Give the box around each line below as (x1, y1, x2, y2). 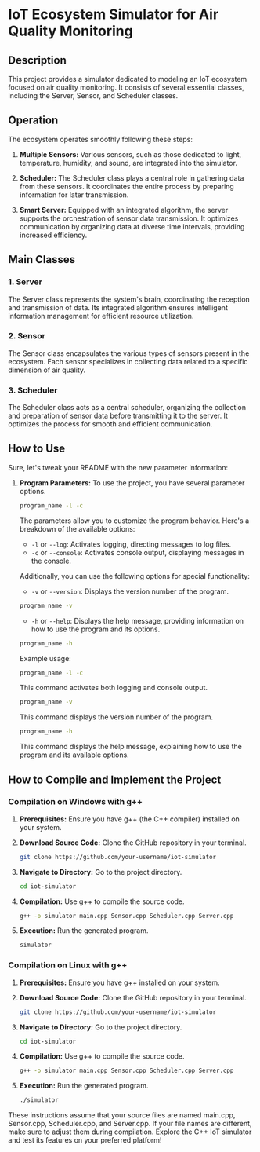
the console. (31, 556, 72, 565)
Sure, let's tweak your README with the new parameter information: (8, 463, 229, 472)
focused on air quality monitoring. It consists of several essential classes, (8, 82, 244, 92)
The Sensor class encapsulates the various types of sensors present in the (8, 348, 250, 358)
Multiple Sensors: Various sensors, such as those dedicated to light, (19, 149, 242, 159)
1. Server (8, 276, 43, 287)
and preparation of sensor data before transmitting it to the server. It (8, 411, 229, 421)
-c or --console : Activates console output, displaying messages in (31, 547, 244, 557)
